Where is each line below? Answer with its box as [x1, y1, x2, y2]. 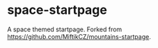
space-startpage [7, 2, 108, 18]
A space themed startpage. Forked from [7, 25, 123, 33]
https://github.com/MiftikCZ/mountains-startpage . [7, 32, 151, 40]
